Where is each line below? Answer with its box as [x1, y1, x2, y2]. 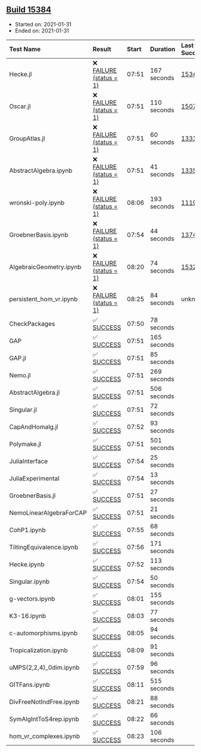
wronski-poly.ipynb [9, 198, 65, 207]
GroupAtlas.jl [9, 134, 45, 142]
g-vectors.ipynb [9, 594, 56, 603]
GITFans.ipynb [9, 680, 50, 689]
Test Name [9, 45, 41, 53]
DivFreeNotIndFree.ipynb [9, 698, 80, 706]
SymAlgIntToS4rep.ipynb [9, 714, 80, 723]
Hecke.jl [9, 70, 32, 78]
